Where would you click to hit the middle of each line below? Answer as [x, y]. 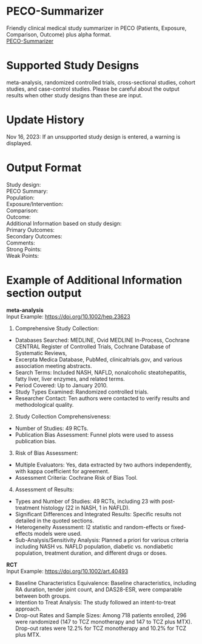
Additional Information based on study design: [64, 223]
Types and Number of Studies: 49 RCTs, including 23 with [88, 501]
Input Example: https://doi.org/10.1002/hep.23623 [68, 316]
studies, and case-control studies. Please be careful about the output [93, 89]
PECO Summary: [27, 191]
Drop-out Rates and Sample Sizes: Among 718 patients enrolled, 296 [101, 615]
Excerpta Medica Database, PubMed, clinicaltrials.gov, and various [99, 359]
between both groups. [43, 596]
